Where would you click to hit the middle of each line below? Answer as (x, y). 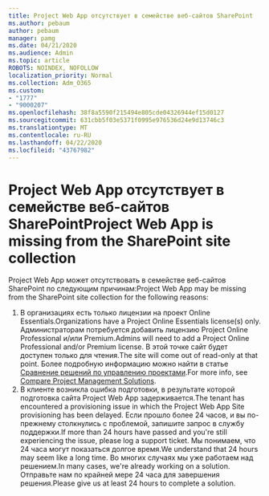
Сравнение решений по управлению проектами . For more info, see (134, 372)
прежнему (38, 424)
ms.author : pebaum (39, 23)
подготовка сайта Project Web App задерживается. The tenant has (132, 398)
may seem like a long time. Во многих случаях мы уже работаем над (137, 457)
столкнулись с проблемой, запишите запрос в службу (151, 424)
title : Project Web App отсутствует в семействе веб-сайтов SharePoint (130, 16)
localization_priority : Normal (61, 75)
